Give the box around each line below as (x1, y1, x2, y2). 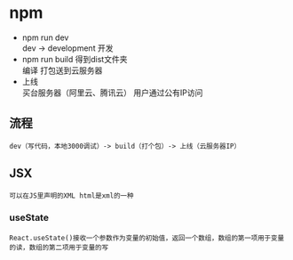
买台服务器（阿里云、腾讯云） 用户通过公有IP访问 (21, 87, 203, 98)
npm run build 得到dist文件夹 (21, 53, 128, 64)
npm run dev (21, 32, 69, 43)
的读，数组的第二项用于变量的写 (9, 243, 109, 252)
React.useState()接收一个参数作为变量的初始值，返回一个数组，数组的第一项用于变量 (9, 233, 285, 242)
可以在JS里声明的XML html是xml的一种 (9, 191, 134, 200)
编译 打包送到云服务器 (21, 65, 103, 76)
